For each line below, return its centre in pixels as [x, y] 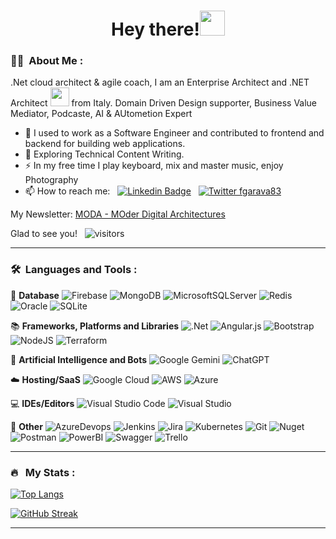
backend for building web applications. [105, 144]
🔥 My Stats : [43, 472]
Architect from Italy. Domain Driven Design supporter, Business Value [164, 103]
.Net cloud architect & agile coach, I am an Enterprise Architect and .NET [160, 82]
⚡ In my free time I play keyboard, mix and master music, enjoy [154, 166]
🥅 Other [26, 426]
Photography [51, 180]
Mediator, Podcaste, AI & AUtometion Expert [101, 114]
